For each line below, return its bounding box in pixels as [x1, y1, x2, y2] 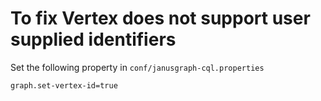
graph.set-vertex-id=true [10, 80, 118, 91]
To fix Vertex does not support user [10, 7, 311, 30]
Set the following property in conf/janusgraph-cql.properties [10, 61, 265, 73]
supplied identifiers [10, 28, 177, 51]
